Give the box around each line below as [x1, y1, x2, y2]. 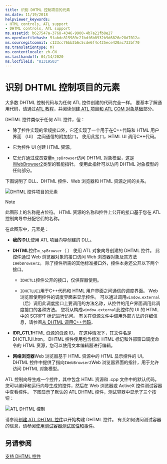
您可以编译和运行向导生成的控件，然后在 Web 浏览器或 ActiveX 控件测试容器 [5, 383, 162, 389]
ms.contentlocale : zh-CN [5, 49, 57, 54]
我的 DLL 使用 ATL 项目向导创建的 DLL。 [12, 237, 94, 243]
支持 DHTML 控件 [5, 453, 41, 459]
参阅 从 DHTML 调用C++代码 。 [33, 319, 96, 325]
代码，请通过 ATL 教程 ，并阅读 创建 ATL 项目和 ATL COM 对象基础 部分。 [9, 106, 156, 112]
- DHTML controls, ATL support [5, 26, 70, 31]
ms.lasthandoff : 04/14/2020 [5, 54, 64, 59]
